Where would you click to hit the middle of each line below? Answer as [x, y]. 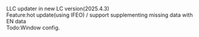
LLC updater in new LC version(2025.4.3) [58, 9]
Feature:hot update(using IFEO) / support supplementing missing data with [99, 15]
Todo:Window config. [33, 27]
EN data [16, 21]
